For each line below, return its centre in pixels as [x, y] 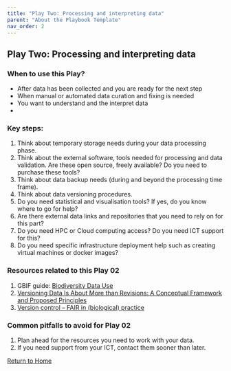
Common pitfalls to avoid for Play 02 [69, 325]
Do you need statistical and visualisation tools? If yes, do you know [112, 202]
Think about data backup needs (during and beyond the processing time [120, 180]
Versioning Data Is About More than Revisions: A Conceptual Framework [119, 293]
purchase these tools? [48, 172]
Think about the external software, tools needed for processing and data [120, 158]
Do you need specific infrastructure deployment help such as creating [116, 245]
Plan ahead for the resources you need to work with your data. [106, 340]
